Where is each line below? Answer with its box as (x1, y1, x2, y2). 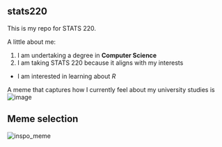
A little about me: (7, 38, 56, 46)
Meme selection (7, 113, 79, 125)
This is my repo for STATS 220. (7, 24, 96, 32)
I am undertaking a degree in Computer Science (17, 51, 157, 59)
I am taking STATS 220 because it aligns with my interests (17, 59, 184, 67)
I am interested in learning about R (17, 72, 116, 80)
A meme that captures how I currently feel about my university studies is (7, 85, 215, 93)
